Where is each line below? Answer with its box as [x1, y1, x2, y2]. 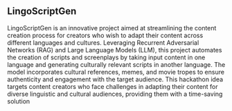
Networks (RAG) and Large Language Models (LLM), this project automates [7, 46, 222, 54]
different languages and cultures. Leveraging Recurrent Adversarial [7, 38, 199, 47]
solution [7, 97, 30, 105]
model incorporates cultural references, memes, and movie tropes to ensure [7, 68, 225, 76]
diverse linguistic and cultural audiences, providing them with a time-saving [7, 90, 223, 98]
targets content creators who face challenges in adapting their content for [7, 82, 218, 90]
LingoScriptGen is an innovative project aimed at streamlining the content [7, 23, 217, 32]
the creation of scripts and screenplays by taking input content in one [7, 53, 206, 61]
